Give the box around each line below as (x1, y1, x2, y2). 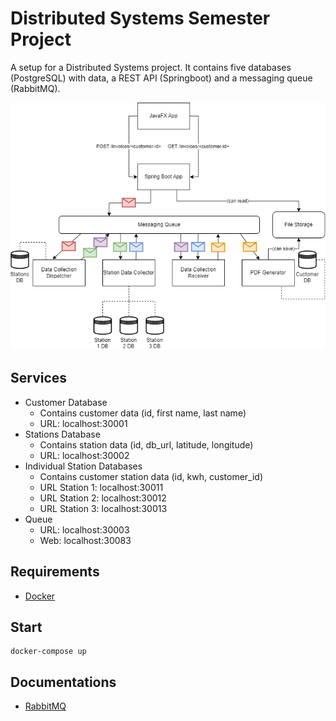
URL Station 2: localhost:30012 (39, 492, 167, 504)
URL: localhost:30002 (39, 449, 130, 461)
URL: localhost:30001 (39, 417, 128, 429)
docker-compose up (10, 647, 87, 657)
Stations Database (24, 428, 101, 440)
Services (10, 370, 68, 387)
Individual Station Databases (24, 460, 143, 472)
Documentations (10, 673, 117, 691)
